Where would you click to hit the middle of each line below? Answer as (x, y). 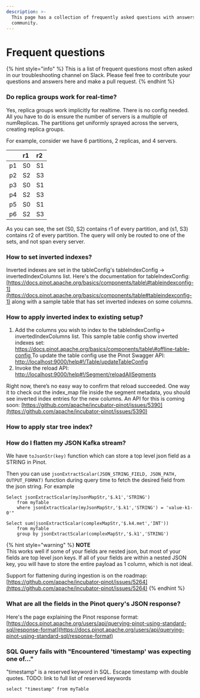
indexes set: (29, 343)
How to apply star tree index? (49, 427)
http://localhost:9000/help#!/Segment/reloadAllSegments (85, 374)
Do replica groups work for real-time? (62, 97)
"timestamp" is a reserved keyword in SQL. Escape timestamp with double (97, 672)
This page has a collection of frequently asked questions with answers (104, 17)
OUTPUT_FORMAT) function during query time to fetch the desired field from (96, 480)
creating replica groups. (35, 129)
